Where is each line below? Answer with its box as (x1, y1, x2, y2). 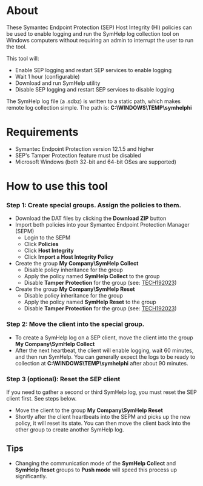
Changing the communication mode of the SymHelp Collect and (15, 459, 176, 467)
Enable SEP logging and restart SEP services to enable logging (15, 66, 171, 73)
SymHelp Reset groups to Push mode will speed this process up (15, 466, 178, 473)
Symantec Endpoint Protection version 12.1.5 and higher (15, 145, 155, 152)
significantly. (15, 472, 47, 479)
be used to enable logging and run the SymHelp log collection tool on (6, 30, 179, 37)
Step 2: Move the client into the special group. (6, 320, 145, 328)
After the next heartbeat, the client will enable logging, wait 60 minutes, (15, 347, 194, 354)
